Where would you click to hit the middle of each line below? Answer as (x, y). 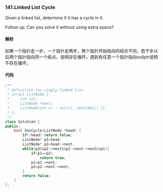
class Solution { (23, 122)
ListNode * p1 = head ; (42, 140)
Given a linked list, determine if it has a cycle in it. (54, 18)
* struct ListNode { (28, 95)
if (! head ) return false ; (48, 135)
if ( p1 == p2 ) (42, 153)
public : (13, 126)
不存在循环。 (18, 63)
